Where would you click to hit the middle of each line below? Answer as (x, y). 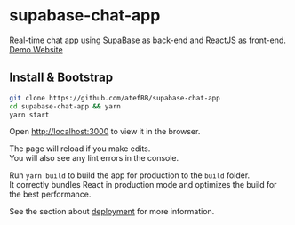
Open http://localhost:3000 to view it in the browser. (105, 132)
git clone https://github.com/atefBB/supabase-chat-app (115, 98)
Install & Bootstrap (61, 78)
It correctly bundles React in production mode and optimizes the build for (143, 185)
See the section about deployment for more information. (112, 212)
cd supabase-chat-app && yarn (65, 106)
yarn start (29, 115)
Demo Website (36, 49)
